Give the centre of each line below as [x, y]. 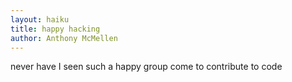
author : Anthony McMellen [64, 38]
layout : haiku [40, 19]
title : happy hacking [55, 29]
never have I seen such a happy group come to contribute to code [146, 67]
